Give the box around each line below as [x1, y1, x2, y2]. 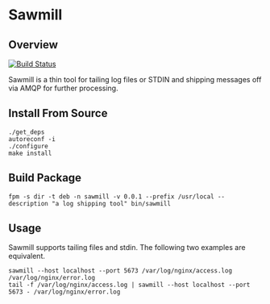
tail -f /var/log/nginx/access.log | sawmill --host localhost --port [8, 281, 251, 289]
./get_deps [8, 127, 45, 136]
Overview [8, 38, 59, 52]
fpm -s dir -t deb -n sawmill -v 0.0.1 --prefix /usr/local [8, 192, 215, 201]
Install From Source [8, 106, 108, 120]
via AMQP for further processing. [8, 83, 118, 93]
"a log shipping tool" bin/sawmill [51, 199, 172, 207]
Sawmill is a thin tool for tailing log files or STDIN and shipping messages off [8, 75, 262, 84]
